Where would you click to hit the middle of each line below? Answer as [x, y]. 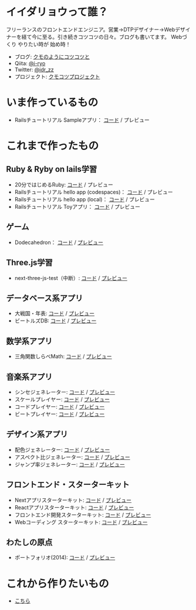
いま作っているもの [52, 103]
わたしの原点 [29, 542]
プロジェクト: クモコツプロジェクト [57, 76]
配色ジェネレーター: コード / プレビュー [62, 449]
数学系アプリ [29, 341]
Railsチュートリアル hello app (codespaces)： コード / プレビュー [94, 192]
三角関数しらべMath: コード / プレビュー [63, 356]
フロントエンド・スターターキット [68, 485]
